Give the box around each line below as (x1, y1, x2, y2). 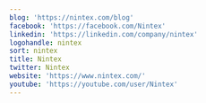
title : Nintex (9, 55, 63, 64)
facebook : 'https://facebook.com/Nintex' (9, 21, 167, 30)
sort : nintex (9, 47, 58, 56)
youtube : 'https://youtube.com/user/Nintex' (9, 80, 178, 89)
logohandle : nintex (9, 38, 82, 47)
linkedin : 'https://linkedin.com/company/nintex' (9, 30, 199, 39)
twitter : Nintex (9, 64, 70, 73)
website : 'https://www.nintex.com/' (9, 72, 146, 81)
